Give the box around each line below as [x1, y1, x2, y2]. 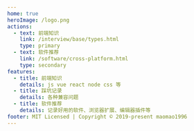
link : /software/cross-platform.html [19, 55, 129, 62]
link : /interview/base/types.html [19, 36, 119, 43]
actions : [7, 23, 33, 30]
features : [7, 68, 36, 75]
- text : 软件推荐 [13, 49, 60, 56]
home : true [7, 10, 39, 17]
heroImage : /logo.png [7, 17, 70, 24]
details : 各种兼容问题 [19, 94, 79, 101]
